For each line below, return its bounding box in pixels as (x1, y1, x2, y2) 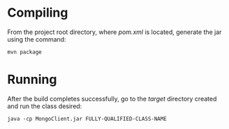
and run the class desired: (7, 102, 82, 110)
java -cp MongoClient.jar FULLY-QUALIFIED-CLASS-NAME (7, 115, 168, 122)
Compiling (7, 5, 68, 21)
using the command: (7, 35, 66, 43)
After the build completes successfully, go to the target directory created (7, 94, 217, 103)
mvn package (7, 49, 42, 55)
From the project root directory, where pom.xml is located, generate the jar (7, 28, 222, 36)
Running (7, 71, 57, 87)
